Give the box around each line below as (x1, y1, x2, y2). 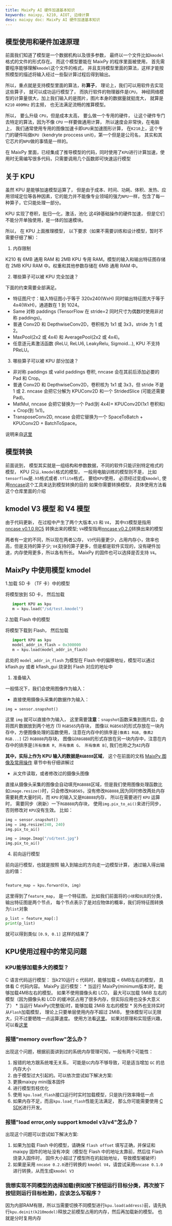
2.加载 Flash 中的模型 (5, 616, 50, 623)
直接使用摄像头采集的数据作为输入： (12, 696, 90, 702)
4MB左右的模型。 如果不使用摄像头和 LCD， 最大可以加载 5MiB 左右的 (18, 989, 167, 996)
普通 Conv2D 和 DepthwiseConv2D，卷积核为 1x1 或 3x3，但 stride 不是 (12, 382, 164, 387)
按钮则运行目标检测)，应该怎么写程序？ (5, 1189, 102, 1197)
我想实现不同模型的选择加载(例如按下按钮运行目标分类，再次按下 (5, 1182, 165, 1189)
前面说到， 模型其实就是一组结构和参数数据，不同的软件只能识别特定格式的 (5, 462, 164, 468)
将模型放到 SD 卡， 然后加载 (5, 591, 65, 597)
